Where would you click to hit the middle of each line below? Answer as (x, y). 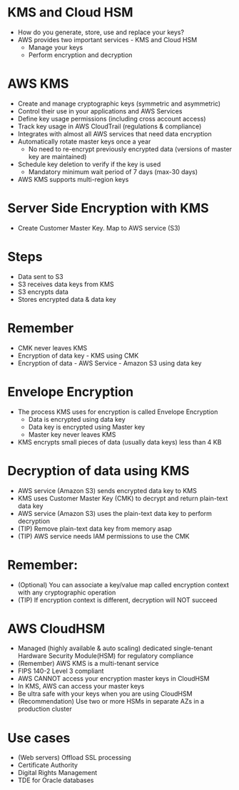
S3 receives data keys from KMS (66, 284)
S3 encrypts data (43, 292)
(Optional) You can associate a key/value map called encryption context (123, 584)
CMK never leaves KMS (52, 348)
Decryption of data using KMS (98, 471)
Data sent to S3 (40, 276)
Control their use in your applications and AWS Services (100, 111)
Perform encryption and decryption (80, 55)
